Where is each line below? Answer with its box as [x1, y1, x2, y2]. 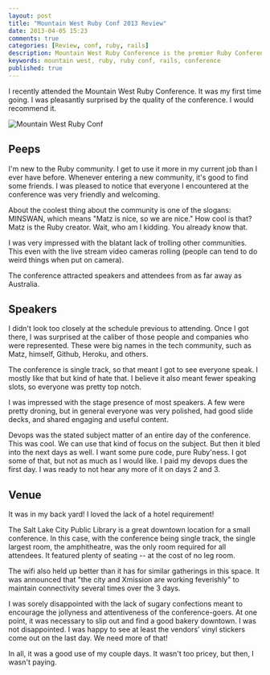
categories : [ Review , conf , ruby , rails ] [8, 42, 149, 50]
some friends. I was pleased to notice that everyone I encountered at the [8, 180, 249, 190]
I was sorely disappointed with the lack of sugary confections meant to [8, 599, 243, 609]
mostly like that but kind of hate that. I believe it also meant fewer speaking [8, 374, 256, 383]
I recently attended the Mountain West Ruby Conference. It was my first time [8, 86, 262, 96]
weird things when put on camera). [8, 255, 125, 264]
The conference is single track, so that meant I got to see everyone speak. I [8, 365, 259, 375]
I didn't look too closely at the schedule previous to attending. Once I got [8, 324, 249, 333]
